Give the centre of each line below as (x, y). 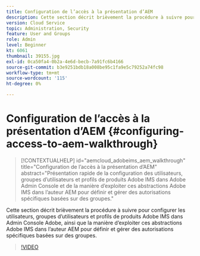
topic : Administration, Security (48, 28)
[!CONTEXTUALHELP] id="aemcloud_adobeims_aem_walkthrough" (103, 160)
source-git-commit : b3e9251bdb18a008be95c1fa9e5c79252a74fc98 (85, 67)
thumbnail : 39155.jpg (33, 56)
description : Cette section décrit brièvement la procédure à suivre (94, 17)
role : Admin (21, 39)
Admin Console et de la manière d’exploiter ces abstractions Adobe (103, 186)
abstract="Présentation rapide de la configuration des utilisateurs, (102, 173)
